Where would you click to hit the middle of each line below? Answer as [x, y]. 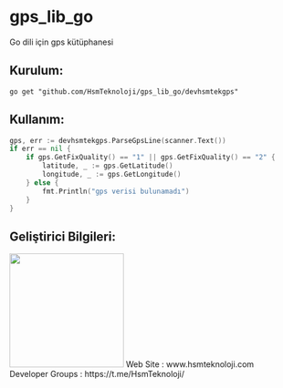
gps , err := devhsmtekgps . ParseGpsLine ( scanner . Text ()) [118, 140]
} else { [42, 183]
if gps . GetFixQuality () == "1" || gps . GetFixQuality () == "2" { [151, 158]
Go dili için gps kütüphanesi [62, 42]
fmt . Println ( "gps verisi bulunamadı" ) [116, 191]
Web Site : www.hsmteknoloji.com [190, 364]
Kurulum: [37, 71]
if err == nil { [40, 149]
